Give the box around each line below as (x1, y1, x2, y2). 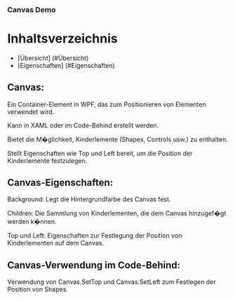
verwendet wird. (7, 107, 55, 116)
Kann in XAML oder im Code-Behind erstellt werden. (7, 121, 159, 129)
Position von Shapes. (7, 285, 69, 294)
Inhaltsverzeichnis (7, 31, 118, 47)
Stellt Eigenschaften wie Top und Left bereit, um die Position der (7, 149, 193, 157)
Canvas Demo (7, 5, 56, 15)
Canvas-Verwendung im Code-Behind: (7, 259, 181, 271)
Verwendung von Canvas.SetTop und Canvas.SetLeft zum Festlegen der (7, 278, 216, 286)
